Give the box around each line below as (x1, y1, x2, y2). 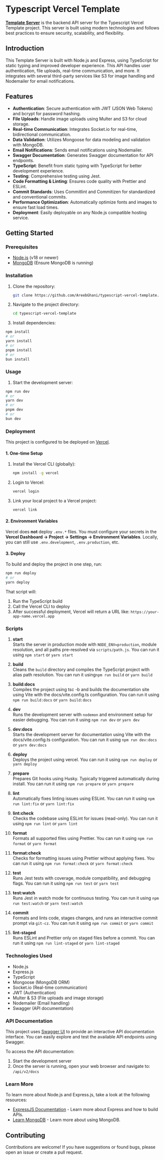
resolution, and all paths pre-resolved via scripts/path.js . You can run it (12, 647, 160, 653)
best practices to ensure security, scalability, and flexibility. (5, 30, 124, 36)
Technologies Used (5, 952, 53, 959)
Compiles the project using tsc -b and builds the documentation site (12, 687, 149, 692)
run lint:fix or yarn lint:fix (12, 801, 75, 807)
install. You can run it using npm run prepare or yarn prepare (12, 781, 134, 787)
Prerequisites (5, 244, 38, 250)
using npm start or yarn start (12, 652, 74, 658)
